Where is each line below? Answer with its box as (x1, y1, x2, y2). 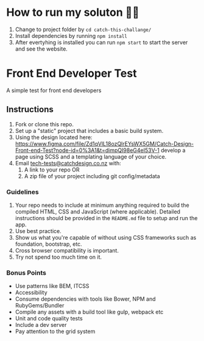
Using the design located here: (15, 134, 93, 141)
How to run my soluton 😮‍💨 (6, 5, 140, 20)
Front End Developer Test (6, 66, 137, 81)
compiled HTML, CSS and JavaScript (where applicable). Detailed (15, 207, 181, 215)
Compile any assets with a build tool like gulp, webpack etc (15, 308, 164, 316)
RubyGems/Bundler (15, 302, 65, 309)
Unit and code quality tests (15, 315, 83, 322)
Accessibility (15, 289, 47, 296)
